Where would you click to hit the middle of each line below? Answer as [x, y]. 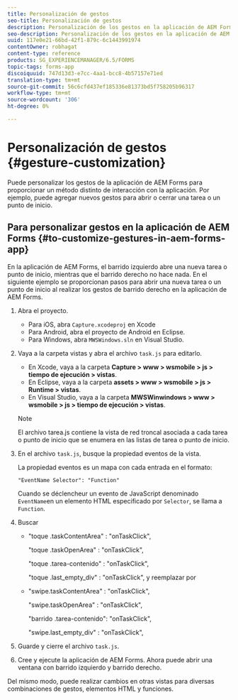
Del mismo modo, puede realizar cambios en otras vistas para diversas [111, 681]
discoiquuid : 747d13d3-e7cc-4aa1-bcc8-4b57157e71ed [85, 73]
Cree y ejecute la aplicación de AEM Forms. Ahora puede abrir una [115, 660]
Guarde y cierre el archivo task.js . [68, 646]
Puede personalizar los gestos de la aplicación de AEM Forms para [105, 182]
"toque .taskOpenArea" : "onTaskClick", [86, 549]
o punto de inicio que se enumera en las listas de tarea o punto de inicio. [124, 439]
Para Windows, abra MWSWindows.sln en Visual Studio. [106, 339]
